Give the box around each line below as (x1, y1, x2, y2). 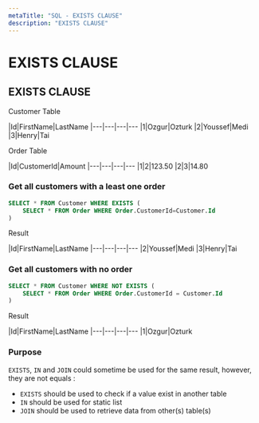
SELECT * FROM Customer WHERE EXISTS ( (8, 199, 141, 208)
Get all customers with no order (8, 264, 133, 275)
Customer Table (8, 106, 61, 116)
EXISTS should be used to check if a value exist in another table (19, 389, 227, 398)
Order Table (8, 145, 48, 156)
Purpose (8, 346, 42, 358)
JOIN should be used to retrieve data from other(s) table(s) (19, 405, 211, 415)
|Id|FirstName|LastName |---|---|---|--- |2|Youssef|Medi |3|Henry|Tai (8, 244, 237, 254)
